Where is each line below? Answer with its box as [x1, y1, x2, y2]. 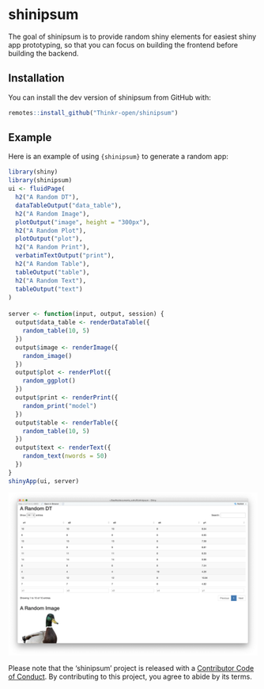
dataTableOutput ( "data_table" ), [15, 201, 123, 209]
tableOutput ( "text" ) [15, 285, 83, 293]
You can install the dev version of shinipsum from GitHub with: [8, 93, 211, 102]
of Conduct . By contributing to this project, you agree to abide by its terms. [8, 672, 253, 682]
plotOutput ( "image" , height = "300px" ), [15, 218, 150, 226]
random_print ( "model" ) [22, 402, 97, 409]
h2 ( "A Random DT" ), [15, 193, 80, 201]
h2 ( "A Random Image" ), [15, 210, 90, 218]
